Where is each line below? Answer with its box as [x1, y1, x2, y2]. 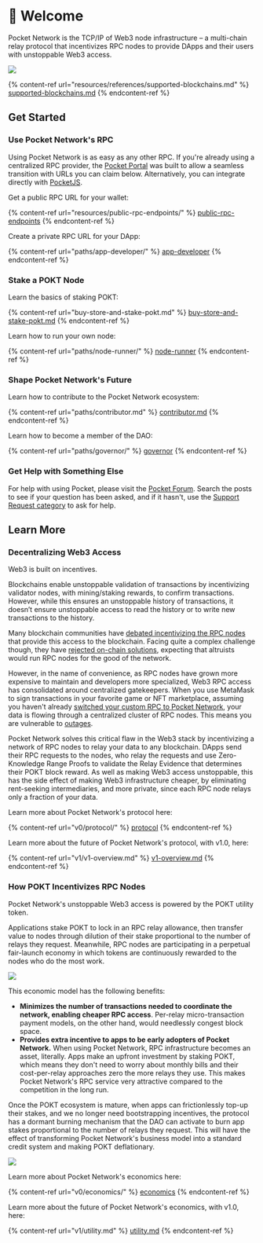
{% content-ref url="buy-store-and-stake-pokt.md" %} [8, 307, 187, 317]
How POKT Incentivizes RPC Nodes [8, 882, 146, 893]
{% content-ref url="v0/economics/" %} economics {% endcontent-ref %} [8, 1186, 250, 1197]
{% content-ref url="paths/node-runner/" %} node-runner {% [8, 346, 208, 356]
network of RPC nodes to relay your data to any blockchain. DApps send [8, 742, 242, 752]
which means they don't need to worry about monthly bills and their [19, 1060, 239, 1069]
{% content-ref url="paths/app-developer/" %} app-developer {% [8, 247, 222, 256]
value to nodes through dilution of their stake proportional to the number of [8, 931, 251, 940]
